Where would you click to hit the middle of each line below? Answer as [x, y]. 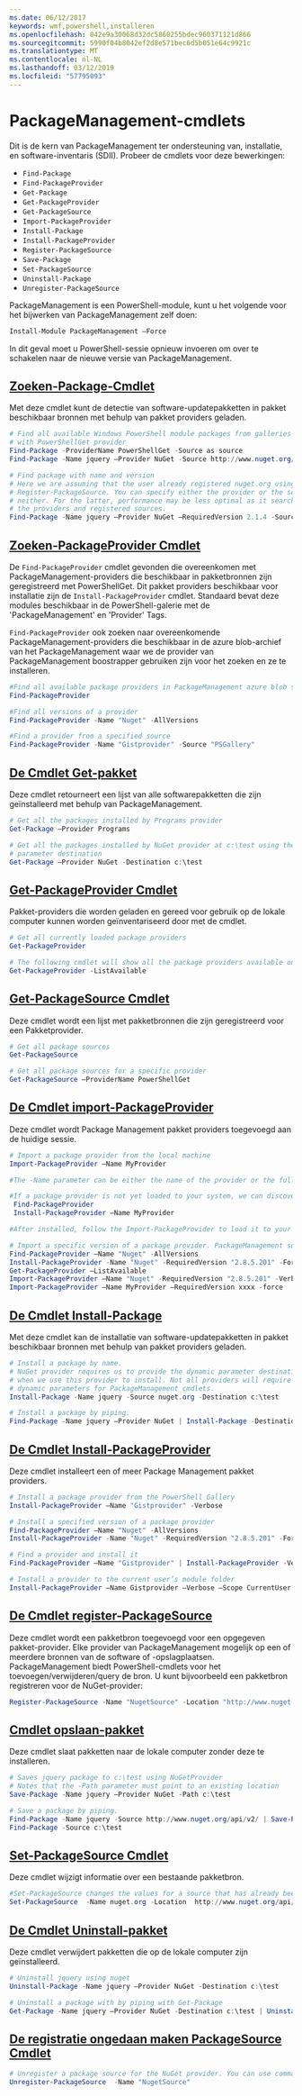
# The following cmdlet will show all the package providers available [146, 962]
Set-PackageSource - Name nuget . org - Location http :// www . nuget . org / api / [152, 1902]
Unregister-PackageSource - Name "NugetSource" [100, 2082]
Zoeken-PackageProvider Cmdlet [105, 545]
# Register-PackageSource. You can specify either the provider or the [146, 492]
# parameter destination [56, 853]
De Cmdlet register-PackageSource [111, 1616]
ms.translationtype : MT [54, 51]
